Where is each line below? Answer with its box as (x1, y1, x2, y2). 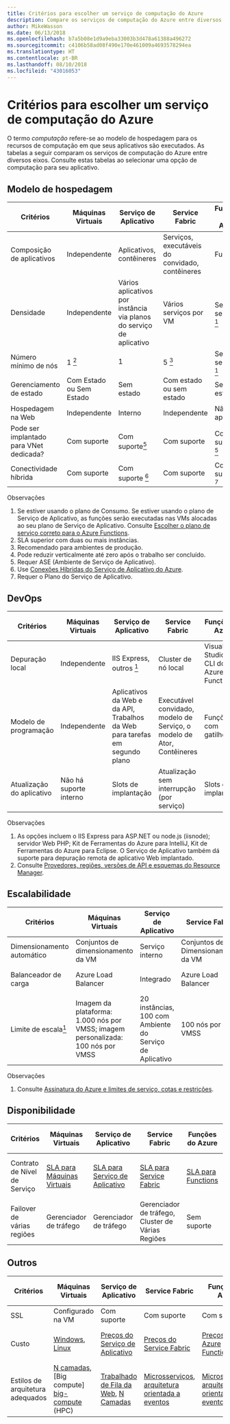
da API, (112, 704, 136, 714)
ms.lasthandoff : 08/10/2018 (7, 61, 88, 68)
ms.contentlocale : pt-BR (7, 55, 78, 62)
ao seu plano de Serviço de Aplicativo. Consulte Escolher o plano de (16, 522, 211, 530)
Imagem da (75, 998, 112, 1007)
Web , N (100, 1388, 125, 1398)
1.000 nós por (75, 1015, 122, 1025)
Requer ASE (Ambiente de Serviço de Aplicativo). (16, 558, 156, 566)
